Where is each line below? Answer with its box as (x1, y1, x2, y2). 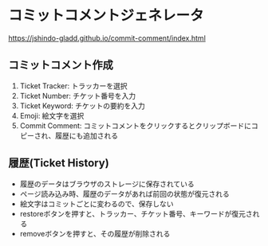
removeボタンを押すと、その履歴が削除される (19, 228, 171, 238)
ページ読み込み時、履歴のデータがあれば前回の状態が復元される (19, 189, 230, 198)
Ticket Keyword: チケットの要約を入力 (19, 100, 146, 111)
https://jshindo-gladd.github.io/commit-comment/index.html (8, 33, 206, 43)
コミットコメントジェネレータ (8, 6, 205, 25)
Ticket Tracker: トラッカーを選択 (19, 80, 128, 91)
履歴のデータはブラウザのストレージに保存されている (19, 179, 195, 189)
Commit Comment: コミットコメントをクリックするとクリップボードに (19, 120, 251, 131)
